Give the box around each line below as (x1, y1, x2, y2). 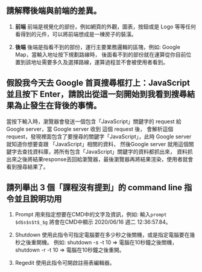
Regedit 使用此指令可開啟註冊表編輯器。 (14, 259, 115, 267)
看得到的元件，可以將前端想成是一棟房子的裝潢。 (14, 30, 137, 37)
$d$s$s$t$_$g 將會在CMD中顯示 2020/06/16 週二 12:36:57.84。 (14, 218, 171, 225)
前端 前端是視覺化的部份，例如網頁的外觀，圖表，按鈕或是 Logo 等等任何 (14, 23, 196, 30)
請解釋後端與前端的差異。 (6, 5, 101, 16)
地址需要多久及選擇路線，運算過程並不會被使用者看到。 (31, 58, 169, 65)
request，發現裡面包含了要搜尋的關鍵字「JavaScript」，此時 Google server (6, 132, 192, 140)
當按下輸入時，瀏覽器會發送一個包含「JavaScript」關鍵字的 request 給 (6, 117, 182, 125)
